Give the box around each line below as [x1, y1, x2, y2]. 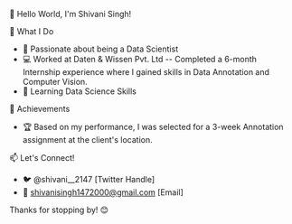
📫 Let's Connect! [9, 153, 75, 163]
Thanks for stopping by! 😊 [9, 204, 109, 215]
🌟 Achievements [9, 104, 71, 114]
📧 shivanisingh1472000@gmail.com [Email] [22, 187, 184, 198]
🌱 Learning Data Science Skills [22, 86, 137, 97]
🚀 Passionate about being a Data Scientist [22, 43, 179, 54]
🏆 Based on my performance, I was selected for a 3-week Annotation [22, 122, 284, 132]
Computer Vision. [22, 77, 88, 87]
